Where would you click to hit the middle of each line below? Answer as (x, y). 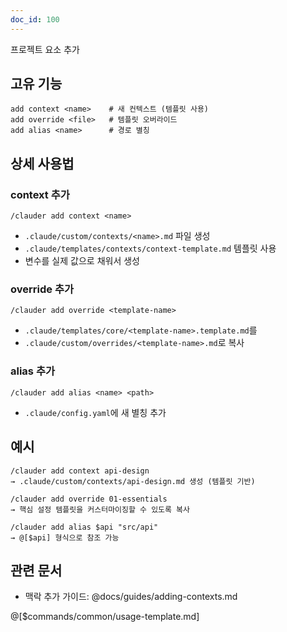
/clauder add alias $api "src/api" (84, 527)
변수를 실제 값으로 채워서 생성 (82, 261)
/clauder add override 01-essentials (89, 499)
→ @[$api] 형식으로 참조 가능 (65, 537)
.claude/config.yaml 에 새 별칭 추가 (95, 412)
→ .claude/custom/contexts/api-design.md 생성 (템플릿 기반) (133, 481)
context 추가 (40, 194)
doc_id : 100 (35, 19)
